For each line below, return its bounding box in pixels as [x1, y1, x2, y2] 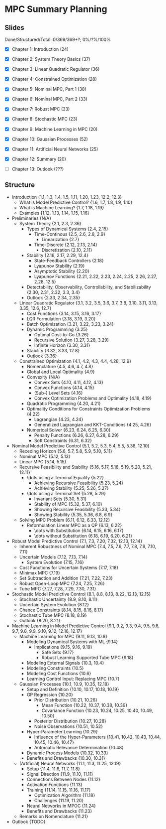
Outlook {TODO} [11, 819, 46, 825]
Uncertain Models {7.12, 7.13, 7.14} [19, 554, 88, 560]
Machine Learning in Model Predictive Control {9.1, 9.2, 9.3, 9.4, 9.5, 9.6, [11, 623, 160, 629]
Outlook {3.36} [26, 353, 58, 359]
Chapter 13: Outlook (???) [11, 166, 64, 172]
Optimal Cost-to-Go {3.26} [34, 331, 89, 337]
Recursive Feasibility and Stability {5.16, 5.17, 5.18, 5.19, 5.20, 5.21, [19, 464, 153, 470]
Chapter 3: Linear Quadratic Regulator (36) [11, 66, 100, 72]
